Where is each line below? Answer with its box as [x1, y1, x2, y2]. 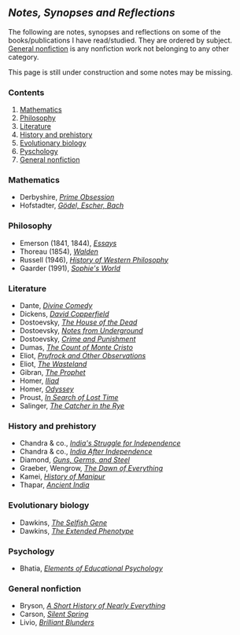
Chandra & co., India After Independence [19, 447, 153, 457]
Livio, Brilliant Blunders [19, 618, 94, 627]
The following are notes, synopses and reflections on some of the [8, 27, 221, 36]
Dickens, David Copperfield [19, 310, 109, 318]
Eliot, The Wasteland [19, 359, 87, 369]
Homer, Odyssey [19, 384, 75, 394]
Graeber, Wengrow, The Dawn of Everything [19, 464, 164, 473]
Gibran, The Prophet [19, 368, 86, 376]
